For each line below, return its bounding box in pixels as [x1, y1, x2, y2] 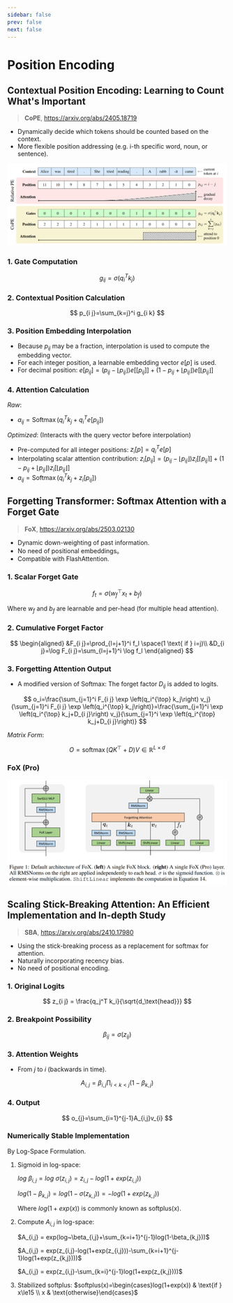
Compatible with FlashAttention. [17, 555, 110, 563]
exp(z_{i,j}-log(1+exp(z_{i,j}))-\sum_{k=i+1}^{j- [45, 1246, 179, 1255]
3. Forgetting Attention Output [7, 663, 112, 673]
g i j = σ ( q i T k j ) [99, 273, 135, 284]
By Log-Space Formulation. [7, 1147, 87, 1155]
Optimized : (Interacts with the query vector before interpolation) [7, 430, 192, 439]
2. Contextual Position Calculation [7, 293, 126, 303]
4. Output [7, 1098, 40, 1108]
